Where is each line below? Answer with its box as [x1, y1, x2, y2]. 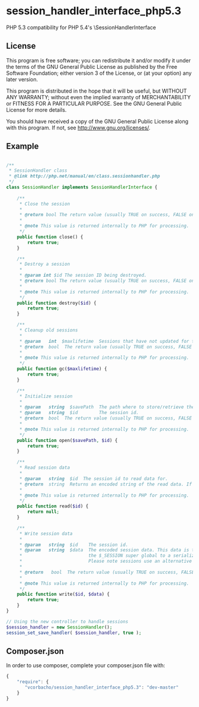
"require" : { [17, 679, 49, 685]
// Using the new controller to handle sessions [6, 618, 129, 624]
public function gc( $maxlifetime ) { [17, 366, 108, 372]
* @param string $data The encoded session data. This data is [19, 547, 190, 553]
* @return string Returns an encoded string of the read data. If [19, 481, 192, 487]
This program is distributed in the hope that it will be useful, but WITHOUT [6, 87, 187, 94]
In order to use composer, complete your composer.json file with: [6, 662, 166, 669]
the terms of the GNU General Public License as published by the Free [6, 63, 178, 70]
